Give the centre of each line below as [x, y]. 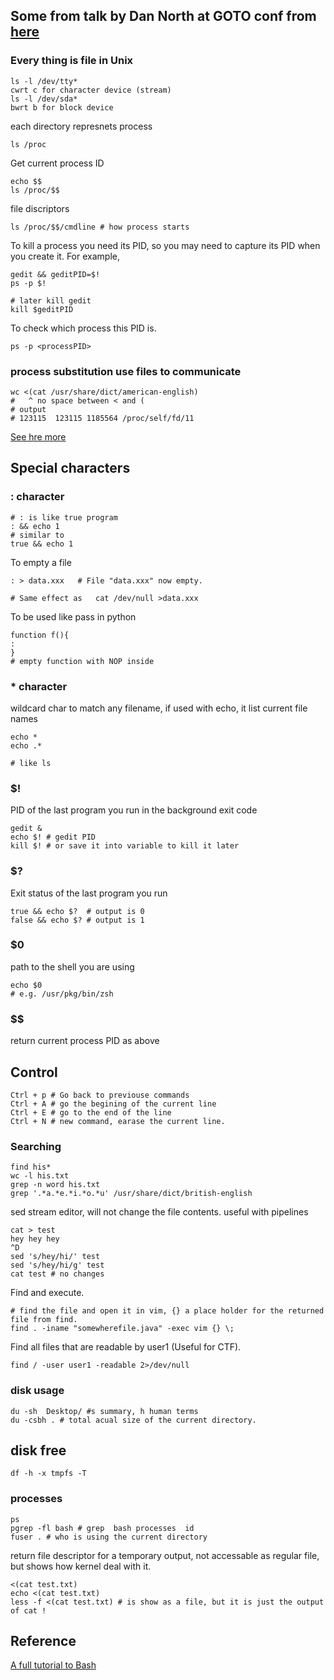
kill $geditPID [42, 309]
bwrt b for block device [62, 107]
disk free [38, 1450]
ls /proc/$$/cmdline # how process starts [100, 227]
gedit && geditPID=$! [55, 274]
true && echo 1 [42, 544]
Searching [36, 1146]
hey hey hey [35, 1239]
